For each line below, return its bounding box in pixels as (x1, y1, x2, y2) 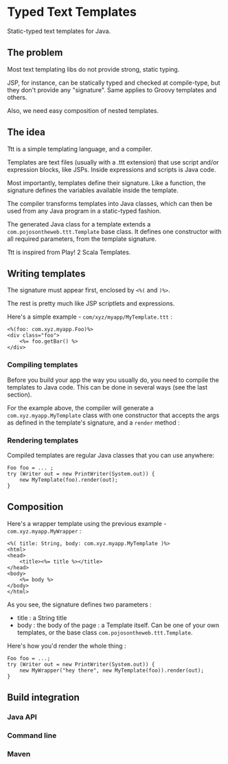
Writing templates (7, 268, 86, 279)
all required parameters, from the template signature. (7, 235, 157, 243)
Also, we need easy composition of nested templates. (7, 106, 159, 114)
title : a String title (16, 613, 67, 622)
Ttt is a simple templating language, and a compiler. (7, 145, 152, 153)
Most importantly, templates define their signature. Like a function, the (7, 178, 206, 187)
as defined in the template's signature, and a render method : (7, 418, 180, 427)
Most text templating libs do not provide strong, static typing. (7, 65, 180, 73)
